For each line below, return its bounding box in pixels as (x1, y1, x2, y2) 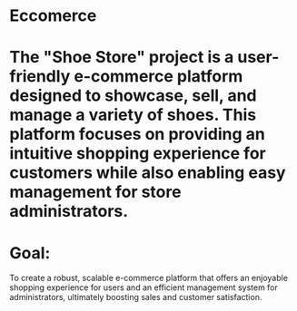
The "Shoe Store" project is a (9, 47, 234, 68)
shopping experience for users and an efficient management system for (9, 282, 279, 293)
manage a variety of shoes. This (9, 105, 257, 125)
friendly (9, 66, 71, 87)
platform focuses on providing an (9, 124, 265, 145)
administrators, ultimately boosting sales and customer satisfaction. (9, 292, 262, 303)
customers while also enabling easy (9, 162, 286, 183)
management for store (9, 182, 182, 202)
